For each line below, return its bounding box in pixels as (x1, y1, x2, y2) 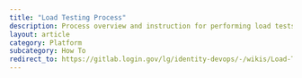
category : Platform (9, 38, 83, 48)
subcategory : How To (9, 47, 87, 56)
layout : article (9, 30, 70, 39)
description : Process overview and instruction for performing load (9, 22, 271, 30)
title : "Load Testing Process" (9, 13, 127, 22)
